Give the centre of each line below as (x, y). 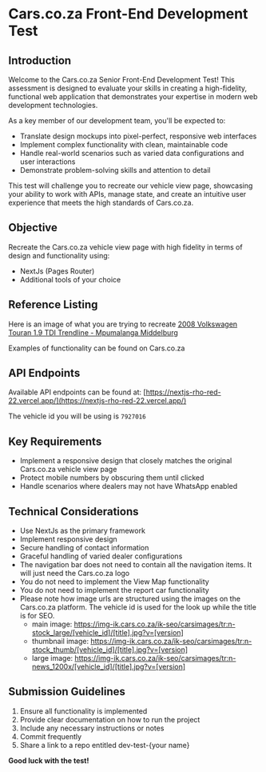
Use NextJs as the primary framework (83, 531)
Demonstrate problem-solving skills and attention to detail (115, 170)
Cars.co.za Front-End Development (128, 14)
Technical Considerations (73, 512)
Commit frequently (51, 736)
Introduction (40, 60)
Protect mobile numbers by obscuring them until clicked (112, 478)
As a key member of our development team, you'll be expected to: (117, 120)
